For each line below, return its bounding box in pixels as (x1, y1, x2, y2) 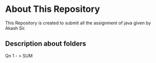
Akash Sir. (5, 25, 26, 31)
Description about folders (5, 40, 86, 48)
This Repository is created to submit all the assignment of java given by (5, 20, 152, 26)
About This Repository (5, 3, 100, 15)
